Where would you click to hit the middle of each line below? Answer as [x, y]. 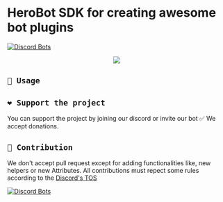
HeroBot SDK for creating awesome [112, 13]
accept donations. [33, 126]
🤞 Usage [24, 81]
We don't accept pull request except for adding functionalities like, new [109, 163]
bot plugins [41, 27]
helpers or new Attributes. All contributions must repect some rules [103, 170]
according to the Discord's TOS [52, 178]
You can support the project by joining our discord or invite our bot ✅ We [111, 119]
